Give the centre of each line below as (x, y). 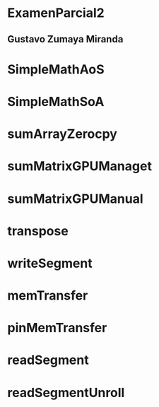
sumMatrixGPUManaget (79, 166)
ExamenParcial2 (56, 13)
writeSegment (50, 263)
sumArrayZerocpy (63, 134)
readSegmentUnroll (66, 393)
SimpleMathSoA (56, 101)
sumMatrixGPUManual (75, 199)
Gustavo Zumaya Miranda (65, 39)
